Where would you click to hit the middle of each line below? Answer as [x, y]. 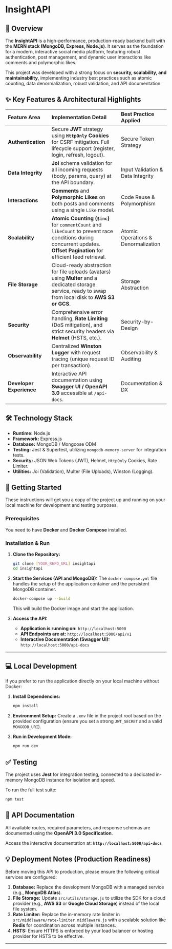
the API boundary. [73, 182]
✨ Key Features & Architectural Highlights [73, 99]
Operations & [137, 237]
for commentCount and [77, 224]
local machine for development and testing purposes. [62, 505]
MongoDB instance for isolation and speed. [69, 780]
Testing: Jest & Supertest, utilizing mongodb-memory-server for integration [89, 449]
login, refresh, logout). [78, 155]
